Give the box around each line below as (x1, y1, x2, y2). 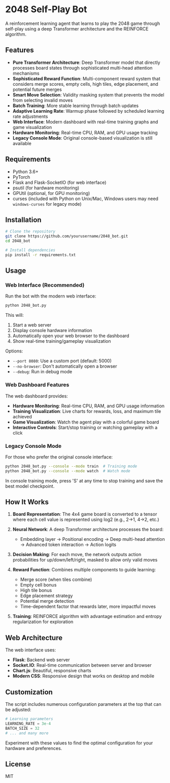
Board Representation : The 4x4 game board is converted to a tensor (12, 511, 157, 517)
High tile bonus (20, 588, 52, 594)
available (12, 140, 31, 146)
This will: (5, 312, 24, 318)
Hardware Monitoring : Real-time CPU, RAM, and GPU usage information (12, 403, 165, 409)
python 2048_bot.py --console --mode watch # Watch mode (5, 468, 130, 473)
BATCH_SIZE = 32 (5, 726, 40, 731)
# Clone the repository (5, 229, 56, 234)
